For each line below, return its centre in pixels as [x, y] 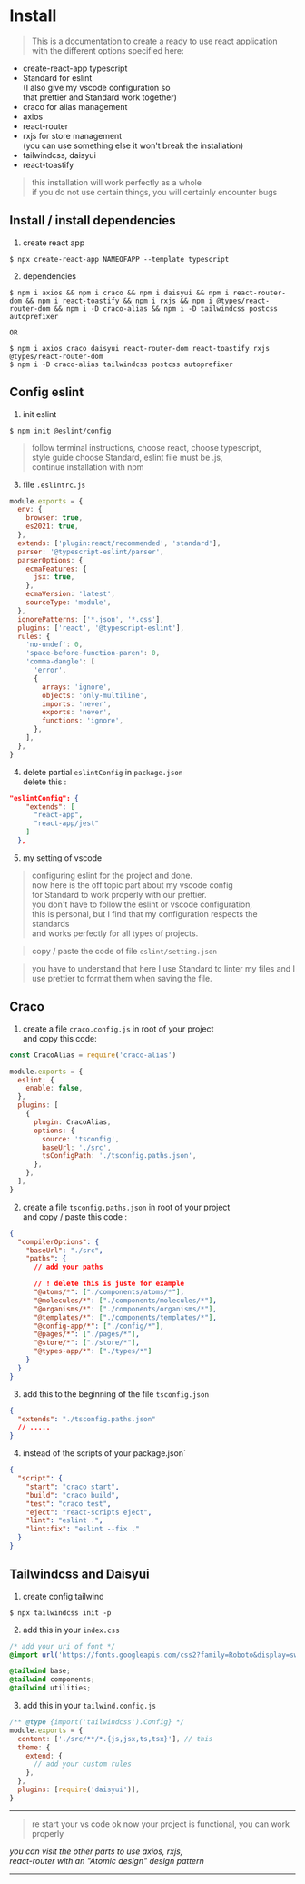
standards [50, 923]
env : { [30, 510]
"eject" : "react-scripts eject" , [89, 1512]
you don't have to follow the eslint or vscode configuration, [142, 904]
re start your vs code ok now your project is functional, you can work [161, 1824]
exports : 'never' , [77, 713]
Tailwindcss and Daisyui [79, 1575]
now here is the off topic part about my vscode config [132, 885]
